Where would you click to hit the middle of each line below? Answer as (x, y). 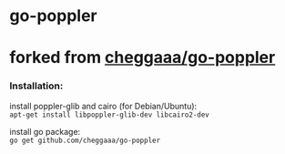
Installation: (36, 86)
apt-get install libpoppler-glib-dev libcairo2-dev (109, 115)
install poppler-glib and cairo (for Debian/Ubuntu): (103, 106)
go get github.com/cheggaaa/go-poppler (85, 140)
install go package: (45, 131)
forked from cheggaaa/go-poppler (142, 58)
